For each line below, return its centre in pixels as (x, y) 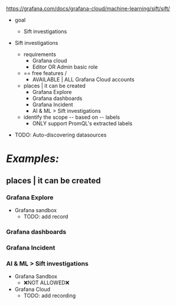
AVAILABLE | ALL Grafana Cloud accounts (83, 80)
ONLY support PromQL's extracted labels (82, 123)
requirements (40, 54)
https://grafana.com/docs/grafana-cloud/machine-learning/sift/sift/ (88, 9)
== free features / (45, 73)
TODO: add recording (50, 296)
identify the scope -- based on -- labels (71, 117)
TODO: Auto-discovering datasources (61, 135)
